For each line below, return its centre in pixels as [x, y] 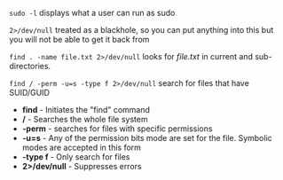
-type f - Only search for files [76, 157]
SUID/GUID [30, 93]
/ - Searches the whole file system [85, 119]
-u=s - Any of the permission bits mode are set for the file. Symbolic [147, 138]
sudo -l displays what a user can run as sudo [92, 13]
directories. [30, 66]
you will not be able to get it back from [79, 39]
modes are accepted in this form [82, 147]
